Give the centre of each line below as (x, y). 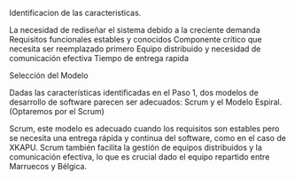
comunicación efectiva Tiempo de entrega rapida (99, 58)
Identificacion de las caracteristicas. (75, 13)
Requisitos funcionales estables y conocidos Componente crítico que (136, 39)
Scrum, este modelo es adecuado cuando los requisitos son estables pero (144, 129)
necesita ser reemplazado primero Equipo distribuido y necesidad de (135, 49)
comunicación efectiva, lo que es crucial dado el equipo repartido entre (140, 157)
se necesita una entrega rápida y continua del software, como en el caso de (147, 138)
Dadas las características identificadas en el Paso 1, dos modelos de (134, 93)
